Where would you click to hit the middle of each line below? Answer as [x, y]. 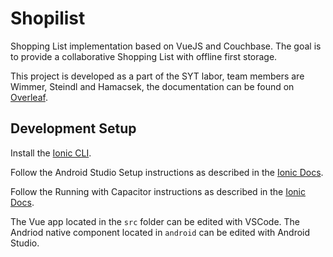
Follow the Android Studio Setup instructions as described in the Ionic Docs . [167, 172]
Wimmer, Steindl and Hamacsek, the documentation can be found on [152, 86]
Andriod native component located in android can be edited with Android [160, 232]
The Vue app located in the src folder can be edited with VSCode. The [155, 221]
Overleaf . [29, 97]
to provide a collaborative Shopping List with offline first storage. [144, 56]
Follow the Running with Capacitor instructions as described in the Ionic [158, 191]
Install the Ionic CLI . [51, 153]
